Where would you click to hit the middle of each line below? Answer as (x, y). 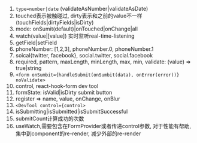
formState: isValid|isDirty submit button (64, 92)
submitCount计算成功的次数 (50, 118)
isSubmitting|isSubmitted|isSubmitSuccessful (72, 111)
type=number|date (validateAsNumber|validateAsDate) (82, 9)
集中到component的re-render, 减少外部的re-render (78, 133)
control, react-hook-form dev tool (57, 86)
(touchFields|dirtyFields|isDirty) (54, 22)
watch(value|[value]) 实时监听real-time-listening (75, 36)
